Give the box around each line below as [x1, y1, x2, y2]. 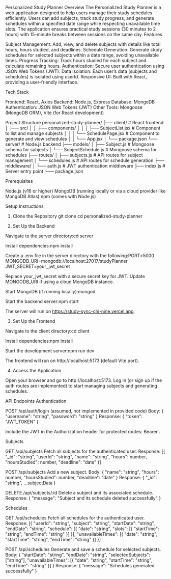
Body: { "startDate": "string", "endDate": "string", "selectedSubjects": [5, 552, 151, 558]
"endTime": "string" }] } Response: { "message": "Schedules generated [5, 563, 155, 568]
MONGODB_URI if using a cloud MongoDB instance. [5, 279, 115, 285]
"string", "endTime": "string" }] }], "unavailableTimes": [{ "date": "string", [5, 531, 158, 537]
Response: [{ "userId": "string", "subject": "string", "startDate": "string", [5, 520, 155, 526]
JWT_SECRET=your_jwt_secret [5, 263, 70, 269]
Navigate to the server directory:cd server [5, 233, 94, 239]
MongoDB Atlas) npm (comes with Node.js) [5, 194, 96, 199]
